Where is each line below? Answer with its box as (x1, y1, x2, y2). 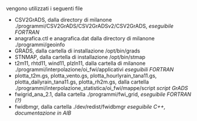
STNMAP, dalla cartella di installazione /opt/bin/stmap (14, 54, 146, 60)
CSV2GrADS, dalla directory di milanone (14, 16, 112, 23)
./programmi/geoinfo (14, 41, 65, 48)
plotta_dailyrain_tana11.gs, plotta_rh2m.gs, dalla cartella (14, 78, 149, 85)
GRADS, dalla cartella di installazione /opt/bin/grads (14, 47, 141, 54)
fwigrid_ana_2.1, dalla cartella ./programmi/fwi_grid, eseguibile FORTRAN (14, 91, 192, 98)
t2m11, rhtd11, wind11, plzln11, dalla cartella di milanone (14, 60, 146, 67)
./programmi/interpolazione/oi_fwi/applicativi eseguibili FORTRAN (14, 66, 174, 72)
